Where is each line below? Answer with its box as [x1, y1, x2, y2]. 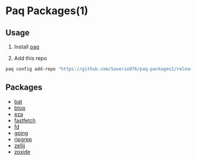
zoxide [14, 148, 31, 155]
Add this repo [14, 55, 48, 61]
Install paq [14, 43, 39, 50]
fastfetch [14, 117, 36, 124]
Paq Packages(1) [5, 4, 89, 18]
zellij [14, 142, 26, 149]
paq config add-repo [5, 66, 56, 72]
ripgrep [14, 136, 32, 143]
